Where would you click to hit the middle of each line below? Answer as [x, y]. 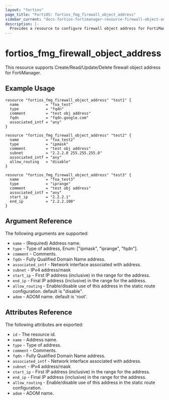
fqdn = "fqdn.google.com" [49, 118]
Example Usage [30, 89]
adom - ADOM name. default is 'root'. [50, 296]
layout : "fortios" [24, 10]
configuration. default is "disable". [48, 291]
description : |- [22, 24]
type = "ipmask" [39, 144]
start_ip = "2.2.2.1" [40, 197]
